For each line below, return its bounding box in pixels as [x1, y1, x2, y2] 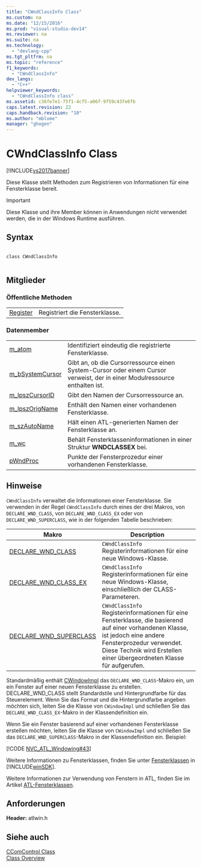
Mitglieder [6, 275, 46, 285]
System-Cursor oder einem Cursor [67, 366, 167, 374]
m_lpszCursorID [9, 390, 55, 399]
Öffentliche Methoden [6, 293, 72, 302]
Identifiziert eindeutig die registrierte [67, 341, 171, 349]
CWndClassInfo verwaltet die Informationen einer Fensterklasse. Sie [6, 497, 172, 504]
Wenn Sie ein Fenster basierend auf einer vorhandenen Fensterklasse [6, 720, 179, 728]
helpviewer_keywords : [6, 87, 61, 94]
